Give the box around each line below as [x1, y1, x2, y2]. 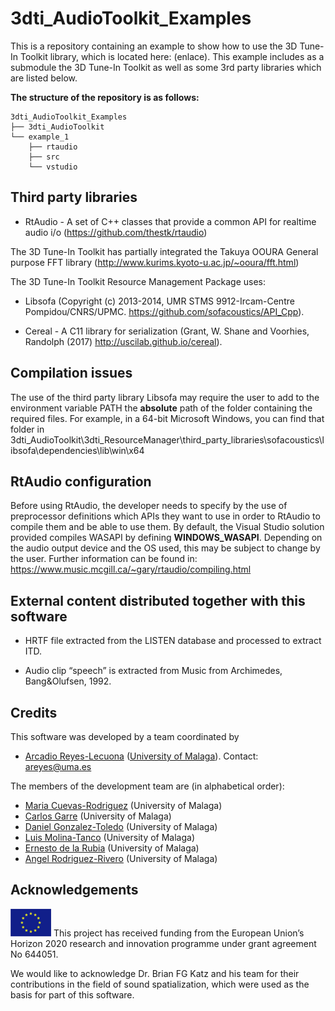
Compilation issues [10, 365, 133, 382]
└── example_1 [10, 132, 70, 142]
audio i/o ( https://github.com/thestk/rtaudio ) [24, 226, 208, 238]
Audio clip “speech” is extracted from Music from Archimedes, [24, 665, 283, 677]
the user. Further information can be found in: [10, 553, 198, 565]
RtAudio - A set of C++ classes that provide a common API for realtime [24, 215, 317, 227]
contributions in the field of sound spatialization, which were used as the [10, 978, 310, 990]
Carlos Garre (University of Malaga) [24, 810, 172, 822]
